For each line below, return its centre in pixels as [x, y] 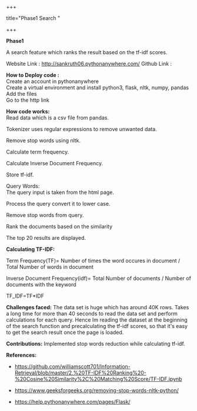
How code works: [28, 111]
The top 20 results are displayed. [46, 238]
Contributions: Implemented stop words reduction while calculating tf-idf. [96, 344]
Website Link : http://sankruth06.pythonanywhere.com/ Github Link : [89, 64]
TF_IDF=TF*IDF [25, 296]
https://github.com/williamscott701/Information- [72, 366]
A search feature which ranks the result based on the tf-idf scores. [87, 52]
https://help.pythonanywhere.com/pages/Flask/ [72, 402]
